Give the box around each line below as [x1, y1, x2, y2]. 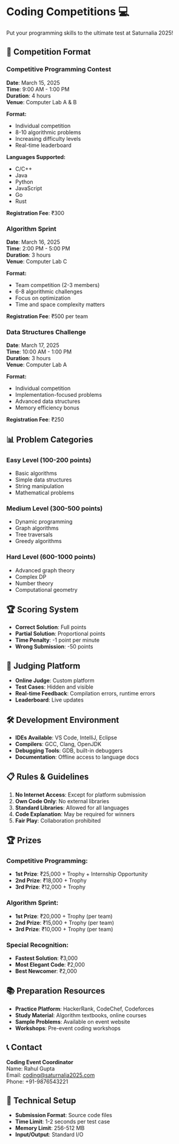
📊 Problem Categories [6, 434, 93, 445]
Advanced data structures [15, 397, 81, 405]
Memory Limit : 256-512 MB [15, 1124, 85, 1132]
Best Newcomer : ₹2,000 [15, 967, 78, 975]
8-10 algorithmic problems [15, 129, 81, 136]
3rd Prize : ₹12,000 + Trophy [15, 883, 86, 890]
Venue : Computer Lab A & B [6, 98, 77, 105]
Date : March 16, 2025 [6, 238, 61, 246]
